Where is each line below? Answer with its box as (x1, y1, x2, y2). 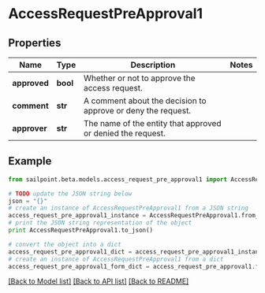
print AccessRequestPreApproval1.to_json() (8, 226, 154, 235)
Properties (8, 36, 62, 50)
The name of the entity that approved (83, 118, 222, 128)
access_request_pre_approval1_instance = (8, 212, 147, 220)
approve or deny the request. (83, 106, 192, 116)
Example (8, 154, 52, 168)
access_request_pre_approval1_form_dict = (8, 262, 150, 270)
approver (12, 123, 47, 134)
